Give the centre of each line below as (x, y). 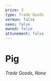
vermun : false (20, 19)
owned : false (19, 29)
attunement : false (24, 34)
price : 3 (14, 10)
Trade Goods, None (26, 73)
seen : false (18, 24)
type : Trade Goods (24, 15)
